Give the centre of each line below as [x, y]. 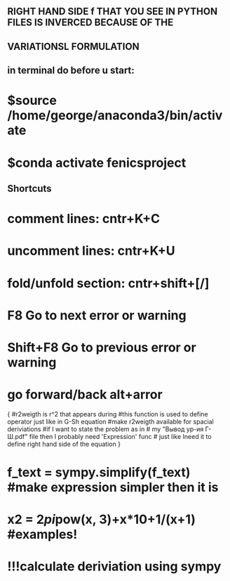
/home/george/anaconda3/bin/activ [115, 116]
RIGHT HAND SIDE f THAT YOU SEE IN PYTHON [113, 12]
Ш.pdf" [18, 436]
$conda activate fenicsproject [97, 163]
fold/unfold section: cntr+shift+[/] [108, 283]
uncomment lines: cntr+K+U [91, 251]
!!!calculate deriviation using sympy [114, 567]
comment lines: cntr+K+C [83, 219]
